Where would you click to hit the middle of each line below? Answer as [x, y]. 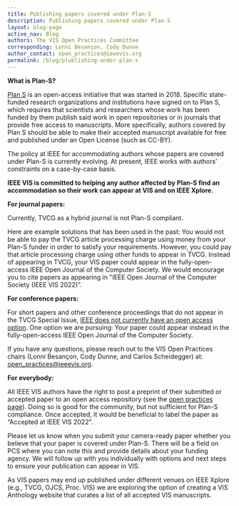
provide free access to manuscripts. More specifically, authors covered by [117, 125]
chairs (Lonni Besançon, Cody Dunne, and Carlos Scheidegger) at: [105, 356]
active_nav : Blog [33, 34]
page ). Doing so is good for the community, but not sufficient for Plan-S [113, 406]
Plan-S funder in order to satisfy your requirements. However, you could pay [119, 247]
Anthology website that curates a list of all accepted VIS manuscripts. [110, 495]
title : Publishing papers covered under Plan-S [80, 14]
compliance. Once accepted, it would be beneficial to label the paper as [113, 414]
